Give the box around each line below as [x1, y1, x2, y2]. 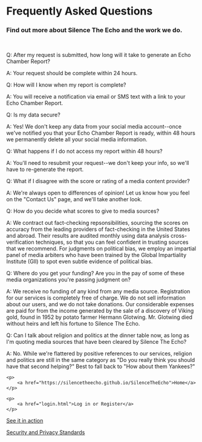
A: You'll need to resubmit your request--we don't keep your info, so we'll [6, 159, 189, 167]
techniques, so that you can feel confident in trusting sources [35, 238, 189, 246]
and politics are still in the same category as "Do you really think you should [6, 357, 195, 364]
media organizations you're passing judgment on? [6, 276, 131, 283]
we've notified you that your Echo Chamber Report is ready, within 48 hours [6, 129, 195, 137]
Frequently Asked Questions [6, 4, 153, 18]
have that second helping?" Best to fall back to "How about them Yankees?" [6, 363, 195, 370]
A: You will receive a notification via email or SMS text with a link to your [6, 93, 186, 101]
